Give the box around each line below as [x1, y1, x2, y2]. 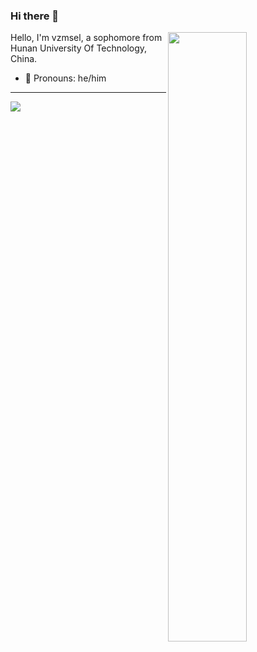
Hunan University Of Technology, [10, 42, 148, 54]
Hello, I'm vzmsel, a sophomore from [10, 32, 163, 44]
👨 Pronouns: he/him [24, 72, 107, 84]
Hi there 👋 [10, 9, 60, 23]
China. [10, 53, 38, 65]
